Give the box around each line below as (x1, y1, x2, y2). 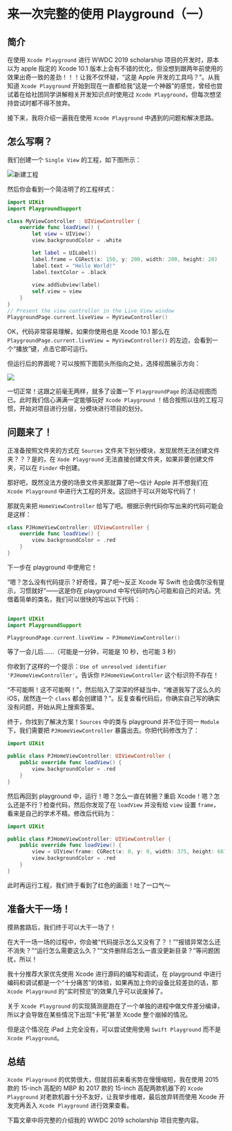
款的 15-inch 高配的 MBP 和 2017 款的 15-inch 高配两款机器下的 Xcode (7, 1084, 204, 1092)
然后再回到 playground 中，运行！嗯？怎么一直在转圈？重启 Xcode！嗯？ (7, 792, 214, 800)
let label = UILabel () (32, 250, 97, 257)
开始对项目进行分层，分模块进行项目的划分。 (19, 404, 146, 413)
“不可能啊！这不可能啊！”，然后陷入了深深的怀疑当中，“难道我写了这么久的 (7, 686, 221, 694)
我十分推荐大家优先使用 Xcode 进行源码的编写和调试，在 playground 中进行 (7, 970, 222, 978)
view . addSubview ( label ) (32, 282, 100, 289)
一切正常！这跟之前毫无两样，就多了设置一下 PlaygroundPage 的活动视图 (7, 387, 212, 395)
